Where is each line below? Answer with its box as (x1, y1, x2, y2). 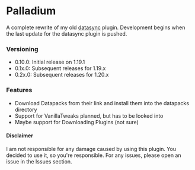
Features (6, 86, 33, 95)
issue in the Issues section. (6, 158, 72, 165)
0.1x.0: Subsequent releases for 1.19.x (14, 65, 106, 72)
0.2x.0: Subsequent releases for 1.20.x (14, 71, 109, 78)
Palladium (6, 4, 56, 18)
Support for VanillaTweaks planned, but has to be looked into (14, 112, 164, 119)
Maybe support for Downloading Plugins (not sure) (14, 118, 139, 125)
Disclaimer (6, 132, 34, 139)
